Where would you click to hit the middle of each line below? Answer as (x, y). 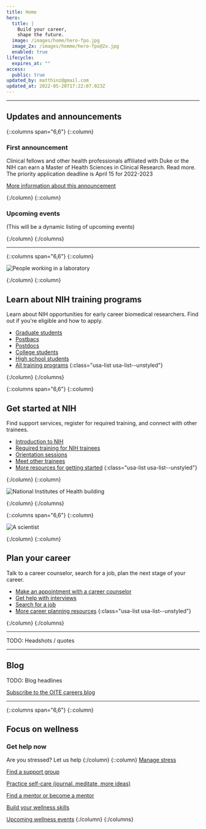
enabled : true (30, 52)
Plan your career (39, 558)
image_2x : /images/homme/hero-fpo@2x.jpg (66, 47)
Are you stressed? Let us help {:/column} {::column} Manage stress (91, 760)
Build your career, (42, 29)
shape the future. (41, 35)
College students (37, 352)
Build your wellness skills (38, 808)
